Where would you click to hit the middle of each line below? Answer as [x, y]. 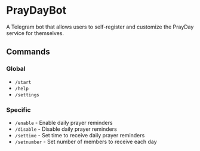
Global [16, 69]
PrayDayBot [36, 10]
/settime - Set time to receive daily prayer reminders [80, 135]
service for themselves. [35, 33]
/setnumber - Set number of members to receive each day [86, 141]
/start [23, 82]
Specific [19, 109]
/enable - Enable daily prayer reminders [64, 122]
